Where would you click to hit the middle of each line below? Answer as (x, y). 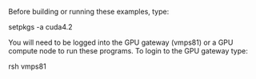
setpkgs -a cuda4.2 (41, 27)
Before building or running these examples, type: (89, 12)
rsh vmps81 (27, 66)
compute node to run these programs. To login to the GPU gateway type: (128, 51)
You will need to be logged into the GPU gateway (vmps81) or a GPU (121, 42)
